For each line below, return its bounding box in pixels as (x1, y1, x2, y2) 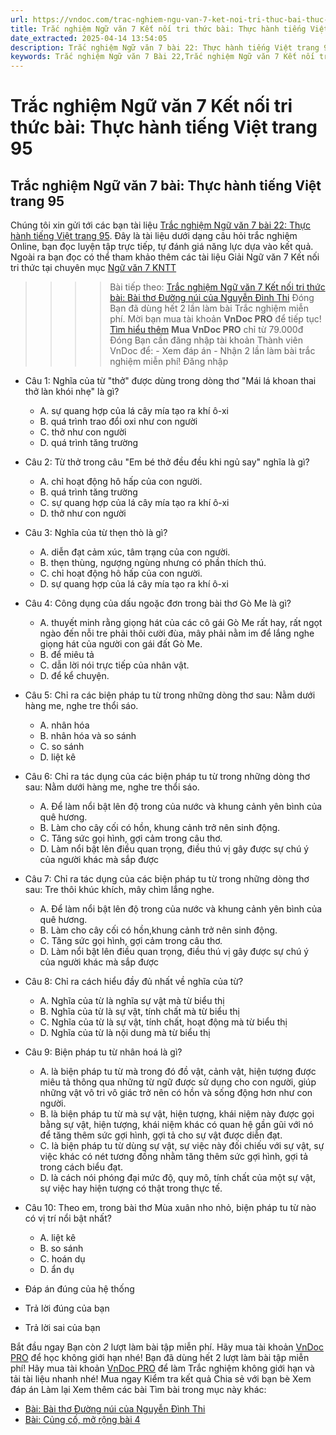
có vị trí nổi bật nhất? (24, 1212, 112, 1225)
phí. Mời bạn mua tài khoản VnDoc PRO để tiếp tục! (109, 313, 322, 325)
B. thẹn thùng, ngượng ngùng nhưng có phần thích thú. (39, 557, 267, 569)
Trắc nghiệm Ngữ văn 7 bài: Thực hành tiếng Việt (10, 177, 322, 194)
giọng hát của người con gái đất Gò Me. (39, 638, 203, 650)
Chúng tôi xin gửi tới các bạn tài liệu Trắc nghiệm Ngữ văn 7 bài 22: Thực (10, 219, 312, 231)
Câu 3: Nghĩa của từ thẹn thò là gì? (24, 527, 168, 539)
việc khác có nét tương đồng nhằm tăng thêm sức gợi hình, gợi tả (39, 1151, 309, 1163)
